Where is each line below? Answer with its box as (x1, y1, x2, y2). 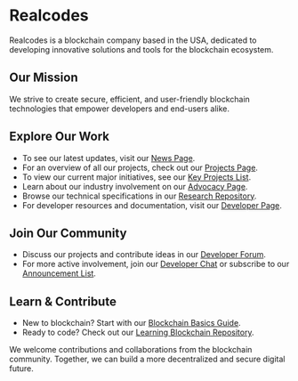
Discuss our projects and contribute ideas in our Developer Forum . (21, 249, 267, 260)
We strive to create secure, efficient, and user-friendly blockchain (9, 93, 251, 104)
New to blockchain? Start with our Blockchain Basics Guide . (21, 318, 242, 328)
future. (9, 363, 34, 374)
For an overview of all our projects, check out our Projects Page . (21, 162, 258, 173)
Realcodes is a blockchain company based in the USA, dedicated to (9, 35, 257, 45)
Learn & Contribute (9, 294, 117, 309)
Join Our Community (9, 225, 127, 240)
